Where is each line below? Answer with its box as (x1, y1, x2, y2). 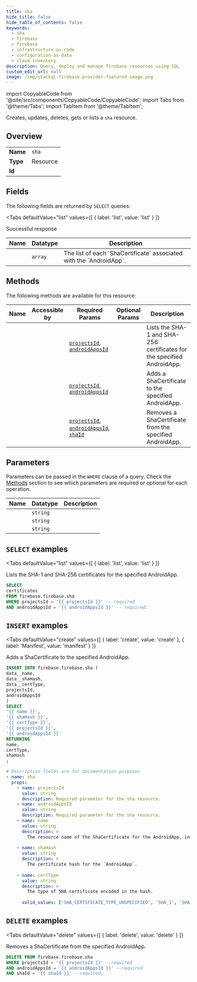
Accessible (31, 306, 63, 314)
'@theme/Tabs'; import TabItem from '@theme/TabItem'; (6, 103, 143, 110)
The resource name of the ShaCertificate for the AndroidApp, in (27, 834, 191, 840)
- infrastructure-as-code (11, 47, 75, 53)
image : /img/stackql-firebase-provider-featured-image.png (6, 74, 154, 80)
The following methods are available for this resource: (6, 292, 137, 299)
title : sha (6, 8, 33, 15)
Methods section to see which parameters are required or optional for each (6, 479, 188, 486)
